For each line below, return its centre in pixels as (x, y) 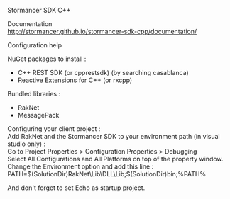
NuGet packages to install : (47, 59)
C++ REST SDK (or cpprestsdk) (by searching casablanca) (103, 73)
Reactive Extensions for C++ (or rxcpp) (75, 80)
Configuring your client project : (54, 129)
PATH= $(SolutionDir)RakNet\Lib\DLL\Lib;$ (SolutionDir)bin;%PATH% (107, 174)
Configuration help (35, 45)
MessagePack (38, 115)
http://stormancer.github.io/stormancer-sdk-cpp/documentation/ (102, 32)
